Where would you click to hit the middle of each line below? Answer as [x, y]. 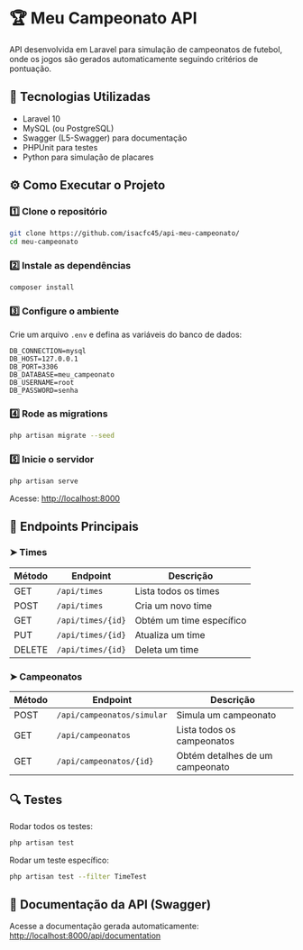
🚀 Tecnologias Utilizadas [80, 97]
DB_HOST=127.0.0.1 [44, 359]
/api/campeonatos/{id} [105, 761]
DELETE [31, 649]
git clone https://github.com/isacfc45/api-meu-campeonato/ [125, 233]
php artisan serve [44, 481]
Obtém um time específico [191, 620]
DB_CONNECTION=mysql [48, 351]
